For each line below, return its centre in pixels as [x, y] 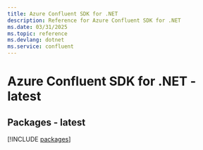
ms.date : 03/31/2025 [38, 27]
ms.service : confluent [41, 46]
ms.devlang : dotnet [36, 40]
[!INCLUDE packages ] [39, 139]
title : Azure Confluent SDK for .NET [63, 14]
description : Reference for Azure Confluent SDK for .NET [94, 20]
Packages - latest [47, 122]
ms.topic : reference [38, 33]
